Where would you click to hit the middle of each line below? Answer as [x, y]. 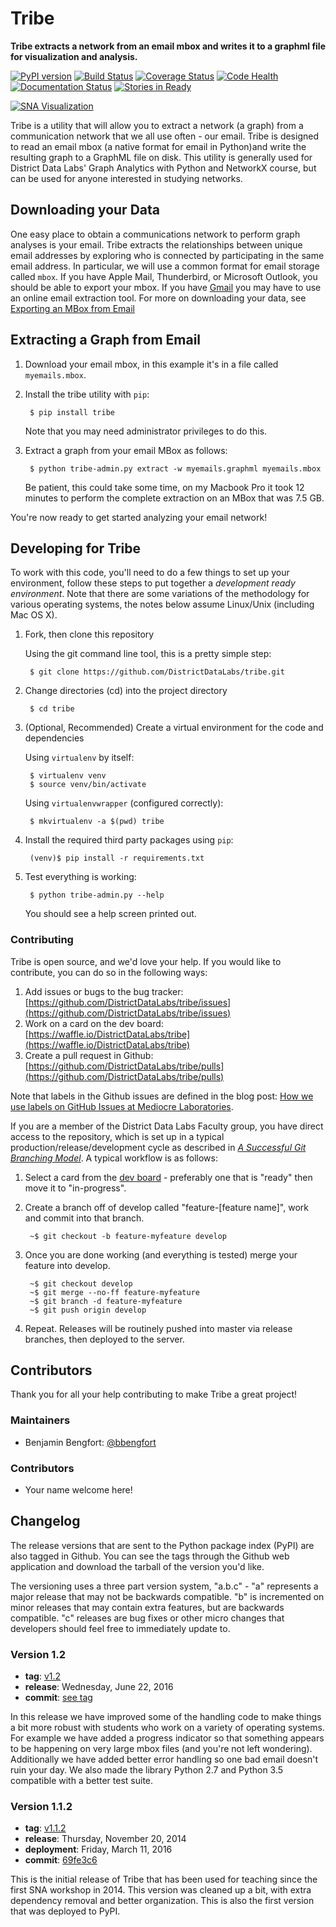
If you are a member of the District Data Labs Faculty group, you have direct [167, 1126]
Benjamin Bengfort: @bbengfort [90, 1442]
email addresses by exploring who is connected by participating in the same [167, 255]
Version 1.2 [38, 1654]
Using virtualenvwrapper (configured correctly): [124, 803]
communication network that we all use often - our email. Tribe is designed [164, 136]
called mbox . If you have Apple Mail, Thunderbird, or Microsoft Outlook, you [164, 276]
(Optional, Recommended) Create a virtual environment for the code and [174, 728]
